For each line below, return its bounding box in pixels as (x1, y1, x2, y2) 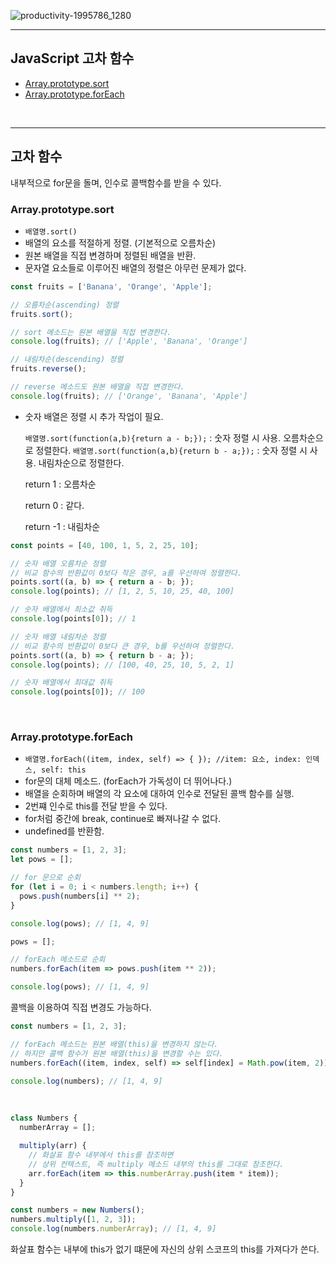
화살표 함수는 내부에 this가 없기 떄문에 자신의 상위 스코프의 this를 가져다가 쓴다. (10, 1243, 320, 1255)
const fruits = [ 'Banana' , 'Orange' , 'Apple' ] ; (10, 281, 213, 292)
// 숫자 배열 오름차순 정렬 (10, 558, 107, 569)
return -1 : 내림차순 (24, 520, 101, 532)
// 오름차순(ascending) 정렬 (10, 300, 120, 310)
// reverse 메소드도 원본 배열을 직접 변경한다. (10, 382, 185, 392)
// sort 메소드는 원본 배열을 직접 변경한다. (10, 327, 172, 337)
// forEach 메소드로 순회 (10, 955, 106, 965)
